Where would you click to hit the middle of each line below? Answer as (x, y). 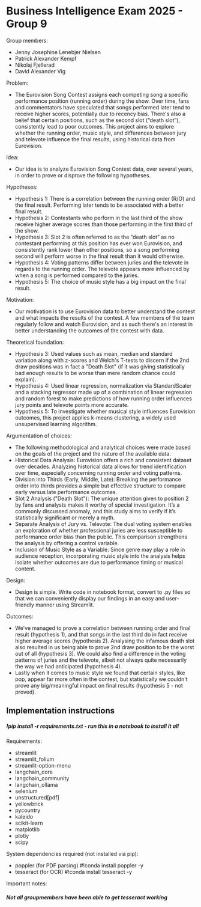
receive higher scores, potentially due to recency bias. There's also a (100, 114)
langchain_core (34, 772)
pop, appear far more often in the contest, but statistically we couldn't (101, 679)
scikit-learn (29, 823)
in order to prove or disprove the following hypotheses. (83, 175)
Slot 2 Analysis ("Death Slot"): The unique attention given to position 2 (102, 498)
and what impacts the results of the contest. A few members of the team (104, 317)
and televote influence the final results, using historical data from (95, 139)
